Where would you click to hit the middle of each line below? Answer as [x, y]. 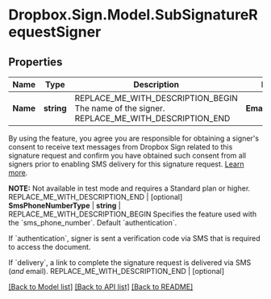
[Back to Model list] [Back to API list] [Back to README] [101, 287]
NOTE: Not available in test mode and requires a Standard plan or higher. [129, 188]
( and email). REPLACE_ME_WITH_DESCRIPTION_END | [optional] [116, 271]
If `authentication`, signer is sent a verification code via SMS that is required [134, 238]
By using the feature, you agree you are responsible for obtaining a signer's [134, 138]
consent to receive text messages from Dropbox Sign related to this [121, 147]
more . [18, 173]
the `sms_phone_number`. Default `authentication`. [93, 223]
